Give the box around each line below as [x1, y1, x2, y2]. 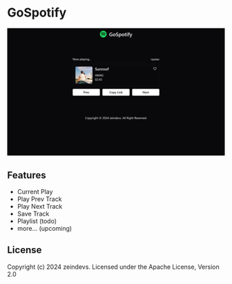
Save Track [17, 209, 50, 218]
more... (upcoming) [17, 225, 72, 233]
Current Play [17, 188, 53, 196]
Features [7, 169, 46, 181]
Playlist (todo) [17, 217, 57, 225]
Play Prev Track [17, 195, 62, 203]
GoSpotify [7, 5, 67, 21]
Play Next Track [17, 202, 63, 211]
